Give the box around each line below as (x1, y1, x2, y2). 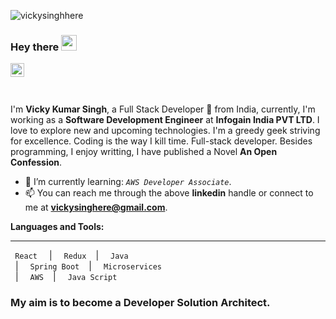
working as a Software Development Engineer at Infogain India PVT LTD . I (10, 114, 320, 126)
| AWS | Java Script (14, 271, 118, 283)
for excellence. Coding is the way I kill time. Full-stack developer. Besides (10, 135, 313, 147)
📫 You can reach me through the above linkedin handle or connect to (24, 187, 314, 199)
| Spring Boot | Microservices (14, 260, 162, 272)
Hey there (10, 40, 60, 54)
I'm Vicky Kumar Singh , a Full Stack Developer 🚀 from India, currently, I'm (10, 103, 316, 115)
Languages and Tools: (10, 221, 105, 233)
